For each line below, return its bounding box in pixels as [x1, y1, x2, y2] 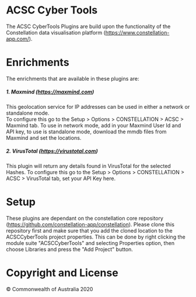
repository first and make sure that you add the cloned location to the [6, 227, 173, 234]
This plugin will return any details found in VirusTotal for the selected [6, 162, 171, 170]
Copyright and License [6, 266, 118, 279]
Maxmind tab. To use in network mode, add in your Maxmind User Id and [6, 122, 181, 129]
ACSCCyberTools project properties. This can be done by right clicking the [6, 233, 185, 240]
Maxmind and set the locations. [6, 134, 82, 141]
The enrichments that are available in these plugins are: [6, 75, 139, 82]
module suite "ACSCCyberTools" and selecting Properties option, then [6, 239, 175, 246]
